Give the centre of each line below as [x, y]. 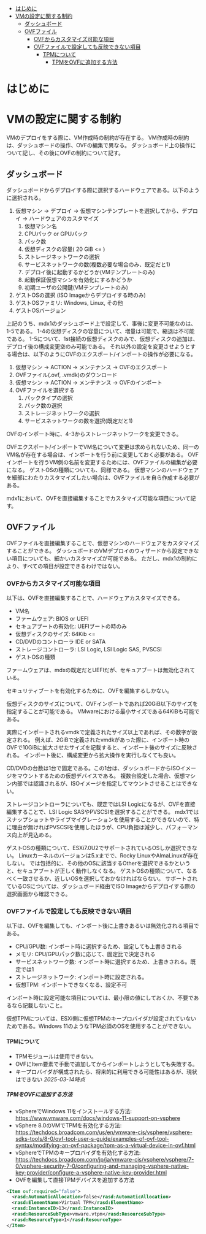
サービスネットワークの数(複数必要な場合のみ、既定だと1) [97, 264]
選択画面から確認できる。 [39, 894]
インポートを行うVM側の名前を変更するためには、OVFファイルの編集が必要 [102, 462]
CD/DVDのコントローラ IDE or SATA [60, 642]
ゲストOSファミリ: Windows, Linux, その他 [69, 302]
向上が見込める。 [33, 835]
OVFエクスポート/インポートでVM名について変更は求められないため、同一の [103, 446]
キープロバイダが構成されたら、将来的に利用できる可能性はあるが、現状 [106, 1071]
